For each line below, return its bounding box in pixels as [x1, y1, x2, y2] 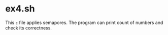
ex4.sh [5, 3, 35, 14]
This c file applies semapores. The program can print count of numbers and [5, 19, 163, 25]
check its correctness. [5, 24, 52, 30]
